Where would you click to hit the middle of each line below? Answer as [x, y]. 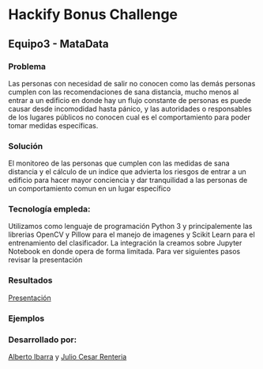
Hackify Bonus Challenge [93, 15]
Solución [26, 146]
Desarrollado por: [43, 340]
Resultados [30, 280]
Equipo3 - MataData [58, 44]
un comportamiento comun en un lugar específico [90, 188]
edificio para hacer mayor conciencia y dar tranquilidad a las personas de [128, 181]
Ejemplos [26, 318]
